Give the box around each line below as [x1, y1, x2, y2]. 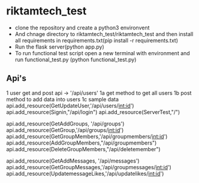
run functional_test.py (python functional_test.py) [14, 56, 137, 63]
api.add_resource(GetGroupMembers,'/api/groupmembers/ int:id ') [6, 133, 168, 140]
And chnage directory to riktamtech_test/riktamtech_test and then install [14, 30, 194, 37]
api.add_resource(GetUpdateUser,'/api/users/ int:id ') [6, 102, 134, 109]
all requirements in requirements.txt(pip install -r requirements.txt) [14, 37, 179, 44]
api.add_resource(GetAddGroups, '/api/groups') [6, 120, 125, 127]
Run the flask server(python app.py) [14, 43, 105, 50]
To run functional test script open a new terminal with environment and [14, 49, 190, 56]
